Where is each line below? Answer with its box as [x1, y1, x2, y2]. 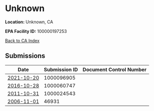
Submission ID [43, 66, 78, 73]
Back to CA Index [5, 37, 40, 44]
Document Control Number [82, 66, 147, 73]
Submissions [5, 52, 45, 60]
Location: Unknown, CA [5, 19, 53, 25]
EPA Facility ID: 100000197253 [5, 28, 67, 34]
